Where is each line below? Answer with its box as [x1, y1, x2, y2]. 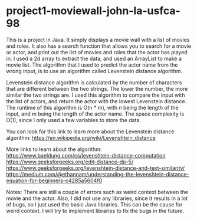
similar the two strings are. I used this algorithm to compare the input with [6, 91, 185, 98]
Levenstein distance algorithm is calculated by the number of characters [6, 78, 182, 86]
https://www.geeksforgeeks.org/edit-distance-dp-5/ [6, 158, 134, 165]
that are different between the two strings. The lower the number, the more [6, 85, 188, 92]
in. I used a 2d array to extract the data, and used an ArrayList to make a [6, 55, 182, 62]
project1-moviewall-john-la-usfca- [6, 4, 181, 18]
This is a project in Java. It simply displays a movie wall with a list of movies [6, 36, 190, 43]
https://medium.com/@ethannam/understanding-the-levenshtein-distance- [6, 170, 190, 178]
